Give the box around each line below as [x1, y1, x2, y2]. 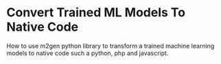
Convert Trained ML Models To [6, 5, 186, 20]
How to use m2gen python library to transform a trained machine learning [6, 42, 215, 50]
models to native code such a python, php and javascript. [6, 49, 169, 57]
